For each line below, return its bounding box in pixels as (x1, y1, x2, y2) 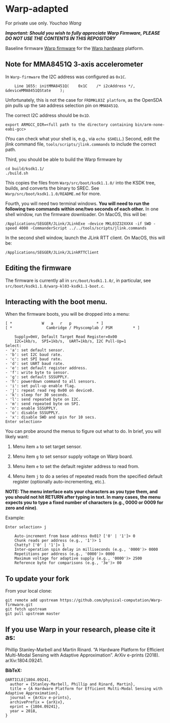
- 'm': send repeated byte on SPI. (5, 402, 81, 407)
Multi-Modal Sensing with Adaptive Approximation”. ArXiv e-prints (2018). (5, 652, 160, 658)
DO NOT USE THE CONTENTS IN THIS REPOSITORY (5, 35, 116, 41)
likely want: (5, 434, 29, 440)
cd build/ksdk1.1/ (5, 166, 44, 171)
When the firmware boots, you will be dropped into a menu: (5, 311, 130, 317)
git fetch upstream (5, 607, 47, 612)
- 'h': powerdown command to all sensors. (5, 379, 97, 384)
